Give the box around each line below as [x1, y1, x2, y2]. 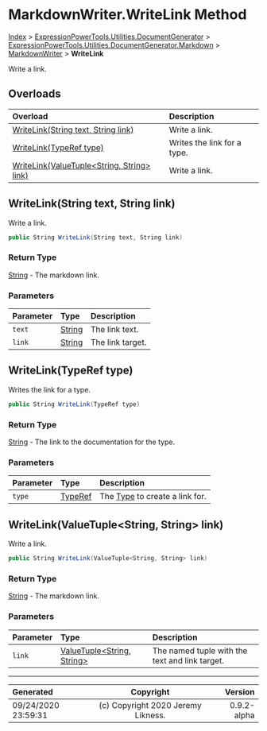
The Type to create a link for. [99, 491, 207, 502]
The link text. [90, 324, 139, 335]
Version [224, 686, 255, 697]
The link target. [90, 337, 147, 348]
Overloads [8, 87, 61, 101]
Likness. [134, 710, 166, 721]
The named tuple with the [152, 645, 248, 656]
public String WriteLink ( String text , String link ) [8, 233, 183, 242]
